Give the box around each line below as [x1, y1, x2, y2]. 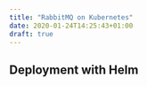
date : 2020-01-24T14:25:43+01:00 [9, 21, 134, 30]
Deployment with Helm [9, 62, 139, 77]
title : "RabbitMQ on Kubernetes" [9, 12, 134, 22]
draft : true [9, 29, 53, 38]
